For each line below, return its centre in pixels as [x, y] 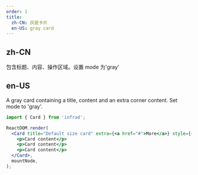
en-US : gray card [33, 28]
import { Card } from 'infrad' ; [46, 117]
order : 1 [17, 12]
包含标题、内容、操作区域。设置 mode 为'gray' [63, 67]
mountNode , [25, 161]
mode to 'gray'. [24, 106]
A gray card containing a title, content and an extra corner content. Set [92, 100]
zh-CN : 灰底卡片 [30, 22]
